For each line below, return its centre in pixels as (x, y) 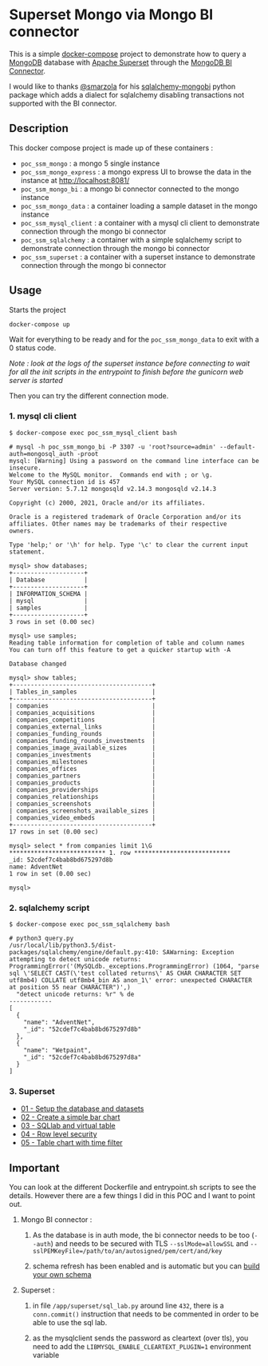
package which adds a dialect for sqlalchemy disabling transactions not (127, 94)
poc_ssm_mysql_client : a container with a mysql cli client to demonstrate (140, 222)
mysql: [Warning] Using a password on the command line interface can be (134, 461)
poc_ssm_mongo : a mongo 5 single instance (90, 163)
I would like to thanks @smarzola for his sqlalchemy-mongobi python (122, 86)
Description (39, 128)
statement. (27, 552)
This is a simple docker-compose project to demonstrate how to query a (128, 54)
